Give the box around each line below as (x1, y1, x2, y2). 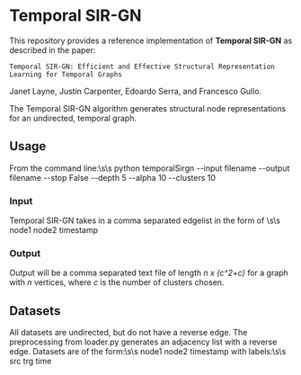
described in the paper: (9, 44, 96, 55)
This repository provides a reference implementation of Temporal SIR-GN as (9, 35, 293, 46)
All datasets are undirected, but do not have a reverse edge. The (9, 327, 248, 338)
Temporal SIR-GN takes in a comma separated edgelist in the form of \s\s (9, 215, 281, 226)
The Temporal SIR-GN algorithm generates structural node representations (9, 103, 287, 113)
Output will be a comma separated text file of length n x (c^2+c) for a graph (9, 267, 289, 279)
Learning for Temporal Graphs (9, 69, 123, 79)
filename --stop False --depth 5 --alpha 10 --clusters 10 (9, 172, 217, 183)
